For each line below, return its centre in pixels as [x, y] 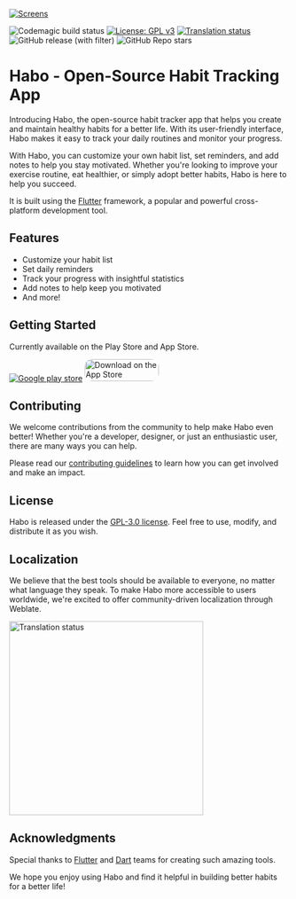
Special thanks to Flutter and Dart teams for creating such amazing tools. [143, 859]
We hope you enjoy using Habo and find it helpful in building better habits [143, 877]
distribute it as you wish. [54, 531]
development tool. [74, 210]
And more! [41, 297]
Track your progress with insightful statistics [103, 278]
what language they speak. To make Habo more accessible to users [133, 590]
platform [24, 210]
